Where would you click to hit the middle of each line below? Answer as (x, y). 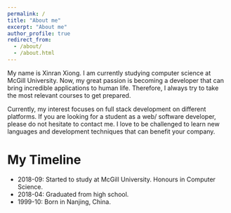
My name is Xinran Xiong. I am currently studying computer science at (109, 73)
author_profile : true (39, 33)
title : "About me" (34, 20)
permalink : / (26, 14)
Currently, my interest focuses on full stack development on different (107, 109)
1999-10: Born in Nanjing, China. (64, 202)
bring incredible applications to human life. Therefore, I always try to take (113, 88)
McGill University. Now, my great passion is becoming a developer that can (116, 80)
